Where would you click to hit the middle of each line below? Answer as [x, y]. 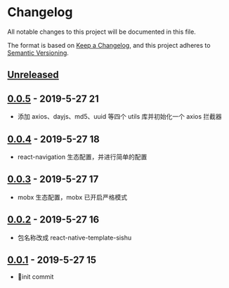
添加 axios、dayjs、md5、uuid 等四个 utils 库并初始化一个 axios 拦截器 [120, 117]
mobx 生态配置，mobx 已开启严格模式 [72, 197]
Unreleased [33, 75]
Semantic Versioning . [38, 53]
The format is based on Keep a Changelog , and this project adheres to [109, 45]
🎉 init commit [35, 277]
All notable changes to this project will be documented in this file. [102, 32]
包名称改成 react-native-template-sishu [74, 237]
